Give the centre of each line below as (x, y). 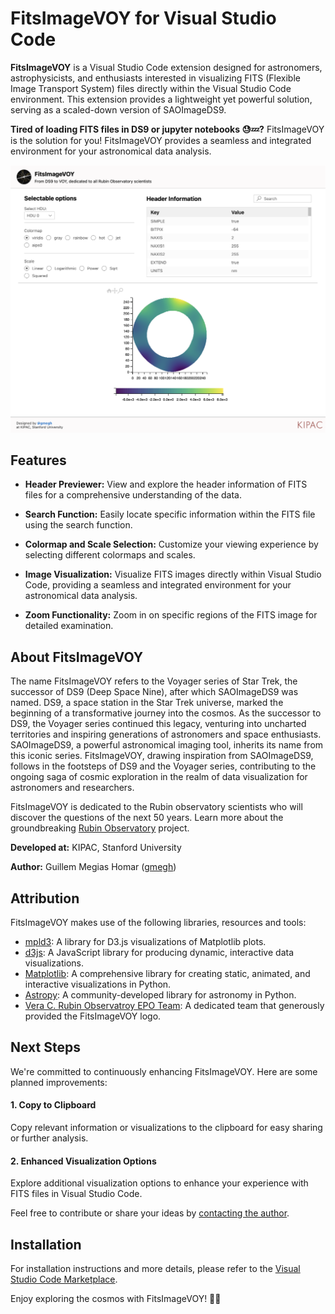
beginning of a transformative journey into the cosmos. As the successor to (166, 713)
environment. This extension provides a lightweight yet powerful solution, (161, 99)
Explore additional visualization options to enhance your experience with (159, 1183)
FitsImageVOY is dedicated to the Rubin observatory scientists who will (156, 807)
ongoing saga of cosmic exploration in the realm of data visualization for (159, 777)
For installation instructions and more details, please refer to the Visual (155, 1269)
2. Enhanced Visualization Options (83, 1161)
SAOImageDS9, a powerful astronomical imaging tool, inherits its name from (167, 745)
